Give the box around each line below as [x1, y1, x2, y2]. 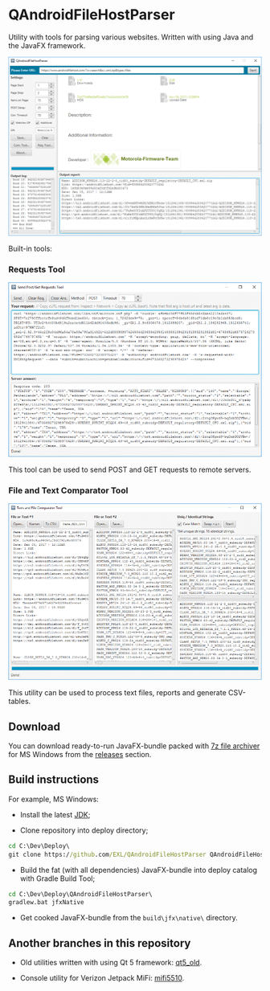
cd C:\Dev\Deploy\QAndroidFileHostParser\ [8, 890, 153, 898]
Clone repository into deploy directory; [19, 825, 149, 835]
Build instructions [8, 773, 99, 787]
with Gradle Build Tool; [19, 874, 96, 883]
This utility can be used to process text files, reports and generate [8, 688, 227, 698]
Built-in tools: [8, 244, 52, 254]
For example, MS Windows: [8, 794, 99, 804]
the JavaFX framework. [8, 40, 86, 50]
